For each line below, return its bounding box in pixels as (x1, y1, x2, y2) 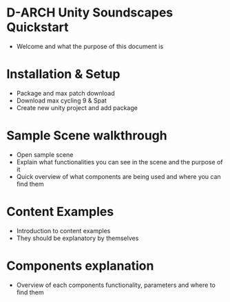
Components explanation (6, 258, 154, 273)
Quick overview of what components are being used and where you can (16, 172, 221, 180)
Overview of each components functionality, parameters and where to (16, 281, 216, 289)
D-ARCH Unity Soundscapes (6, 5, 174, 21)
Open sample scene (16, 150, 74, 159)
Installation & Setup (6, 67, 121, 82)
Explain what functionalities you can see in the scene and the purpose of (16, 158, 223, 166)
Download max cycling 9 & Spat (16, 96, 107, 105)
